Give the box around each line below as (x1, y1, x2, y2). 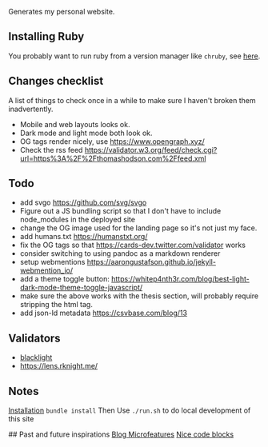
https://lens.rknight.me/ (19, 361, 98, 371)
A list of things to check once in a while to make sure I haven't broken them (8, 95, 256, 105)
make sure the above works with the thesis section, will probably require (19, 291, 259, 301)
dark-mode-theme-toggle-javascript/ (19, 283, 143, 293)
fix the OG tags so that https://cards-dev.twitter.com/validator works (19, 240, 246, 250)
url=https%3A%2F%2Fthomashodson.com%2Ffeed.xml (19, 154, 206, 163)
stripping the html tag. (19, 300, 94, 309)
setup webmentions (19, 257, 86, 267)
